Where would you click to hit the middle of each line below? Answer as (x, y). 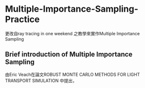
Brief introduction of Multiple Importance (69, 55)
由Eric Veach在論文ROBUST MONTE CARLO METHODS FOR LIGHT (72, 74)
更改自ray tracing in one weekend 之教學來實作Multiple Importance (72, 33)
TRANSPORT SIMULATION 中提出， (41, 80)
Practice (22, 19)
